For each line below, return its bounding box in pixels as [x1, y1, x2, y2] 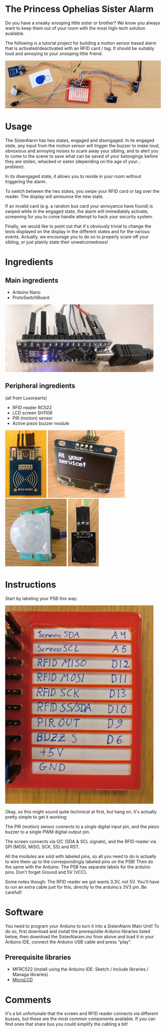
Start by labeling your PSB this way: [5, 595, 78, 601]
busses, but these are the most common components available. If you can [5, 1016, 156, 1022]
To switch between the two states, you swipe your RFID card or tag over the [5, 188, 160, 194]
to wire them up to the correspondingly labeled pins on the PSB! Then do [5, 858, 154, 864]
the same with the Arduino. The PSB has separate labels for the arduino [5, 864, 151, 870]
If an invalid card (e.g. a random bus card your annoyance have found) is [5, 203, 153, 209]
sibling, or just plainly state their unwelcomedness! [5, 239, 108, 245]
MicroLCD [12, 977, 33, 983]
